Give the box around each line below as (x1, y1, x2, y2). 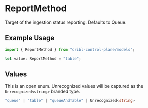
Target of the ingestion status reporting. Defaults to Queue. (5, 19, 127, 25)
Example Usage (5, 34, 55, 42)
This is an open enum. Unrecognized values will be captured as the (5, 83, 144, 89)
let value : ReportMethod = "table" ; (5, 56, 81, 61)
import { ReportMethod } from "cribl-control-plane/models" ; (5, 47, 135, 52)
